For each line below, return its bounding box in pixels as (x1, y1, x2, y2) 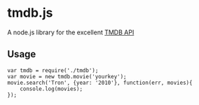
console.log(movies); (20, 85, 83, 92)
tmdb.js (7, 5, 53, 21)
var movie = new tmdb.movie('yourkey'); (7, 73, 128, 80)
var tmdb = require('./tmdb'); (7, 66, 99, 74)
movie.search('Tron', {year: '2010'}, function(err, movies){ (7, 79, 193, 86)
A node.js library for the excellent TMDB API (7, 28, 135, 36)
